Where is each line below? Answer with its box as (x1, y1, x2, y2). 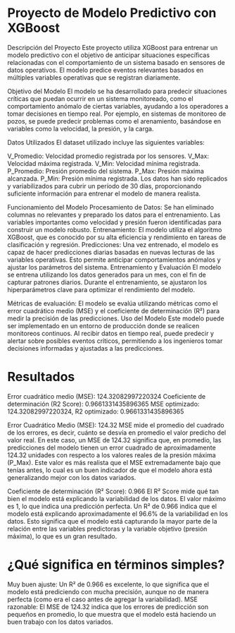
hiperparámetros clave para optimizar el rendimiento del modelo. (7, 285, 196, 294)
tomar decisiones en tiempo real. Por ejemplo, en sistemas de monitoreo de (7, 109, 227, 118)
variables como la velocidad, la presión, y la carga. (7, 124, 154, 133)
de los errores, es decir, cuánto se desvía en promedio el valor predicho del (7, 428, 227, 437)
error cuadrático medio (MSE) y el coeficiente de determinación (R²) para (7, 306, 220, 315)
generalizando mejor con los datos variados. (7, 473, 136, 481)
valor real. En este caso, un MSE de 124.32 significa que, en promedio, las (7, 435, 222, 444)
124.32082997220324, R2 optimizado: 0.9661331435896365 (7, 407, 184, 416)
